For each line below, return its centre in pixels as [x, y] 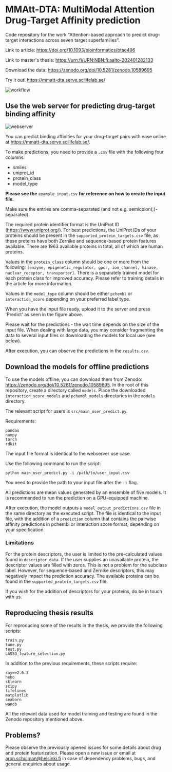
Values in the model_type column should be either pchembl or [69, 293]
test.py [14, 649]
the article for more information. [39, 283]
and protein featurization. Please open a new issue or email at [71, 753]
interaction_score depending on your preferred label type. [68, 299]
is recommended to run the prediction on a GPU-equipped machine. [77, 498]
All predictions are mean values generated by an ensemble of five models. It [86, 492]
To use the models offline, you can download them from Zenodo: [74, 379]
